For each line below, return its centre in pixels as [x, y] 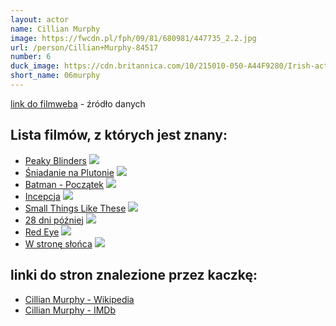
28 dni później [54, 220]
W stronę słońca [58, 243]
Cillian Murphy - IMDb [70, 310]
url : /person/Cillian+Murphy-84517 [84, 47]
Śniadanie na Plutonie [69, 172]
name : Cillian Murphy [55, 29]
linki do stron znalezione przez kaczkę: [134, 275]
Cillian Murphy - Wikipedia [79, 299]
